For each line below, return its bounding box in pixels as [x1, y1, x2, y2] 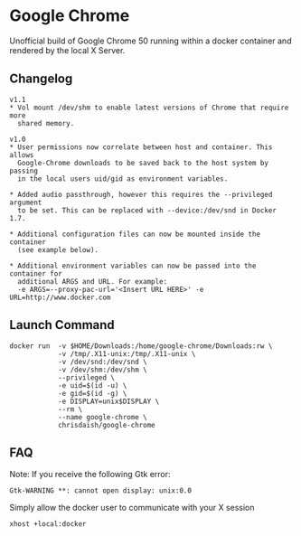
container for [9, 268, 63, 278]
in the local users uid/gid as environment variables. [17, 174, 229, 183]
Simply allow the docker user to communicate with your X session [9, 503, 255, 513]
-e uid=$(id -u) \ [57, 381, 127, 390]
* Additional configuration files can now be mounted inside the [9, 230, 260, 239]
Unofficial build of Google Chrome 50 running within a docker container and [9, 35, 292, 46]
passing [9, 166, 39, 175]
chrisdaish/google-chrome [57, 420, 155, 429]
